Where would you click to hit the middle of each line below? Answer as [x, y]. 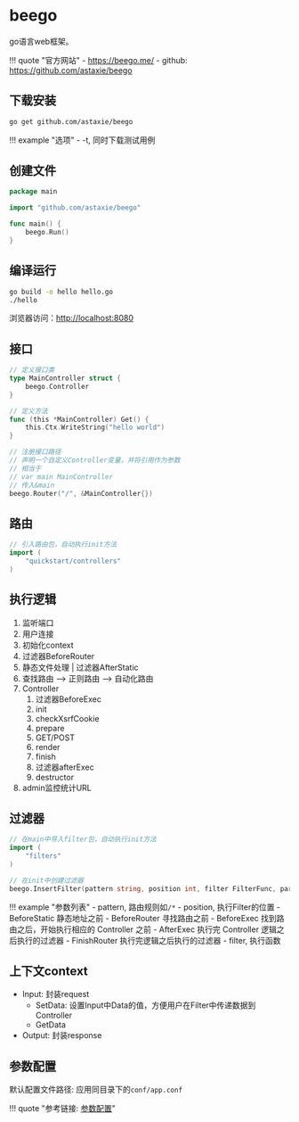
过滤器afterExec [65, 767]
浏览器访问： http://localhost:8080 [71, 318]
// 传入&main [32, 485]
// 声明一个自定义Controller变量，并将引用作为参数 [95, 460]
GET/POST [55, 738]
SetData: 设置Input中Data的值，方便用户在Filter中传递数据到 [145, 1005]
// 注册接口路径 [35, 452]
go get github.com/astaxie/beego [71, 121]
